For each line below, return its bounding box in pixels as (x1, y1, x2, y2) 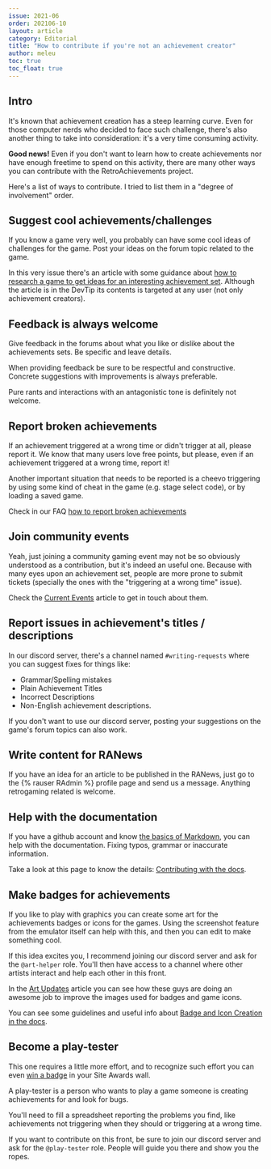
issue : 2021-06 (8, 11, 60, 20)
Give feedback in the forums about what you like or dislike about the (8, 339, 236, 349)
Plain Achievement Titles (19, 683, 102, 693)
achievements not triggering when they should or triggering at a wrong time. (8, 1118, 262, 1129)
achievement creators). (8, 294, 86, 303)
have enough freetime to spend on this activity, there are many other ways (8, 157, 256, 167)
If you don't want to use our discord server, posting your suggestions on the (8, 716, 261, 726)
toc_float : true (8, 65, 63, 73)
